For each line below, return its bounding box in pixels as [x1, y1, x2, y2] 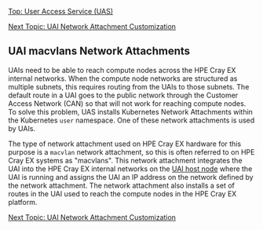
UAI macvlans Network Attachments [8, 45, 191, 58]
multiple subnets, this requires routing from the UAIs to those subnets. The [8, 82, 250, 91]
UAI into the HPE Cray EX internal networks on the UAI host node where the [8, 164, 253, 173]
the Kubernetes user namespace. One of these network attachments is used [8, 115, 255, 125]
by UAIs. [8, 123, 36, 133]
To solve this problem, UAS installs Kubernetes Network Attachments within [8, 107, 254, 116]
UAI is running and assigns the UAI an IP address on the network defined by [8, 172, 254, 181]
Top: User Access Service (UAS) [8, 7, 114, 16]
